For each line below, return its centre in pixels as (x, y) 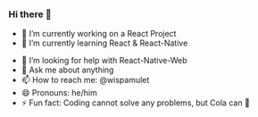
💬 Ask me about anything (67, 70)
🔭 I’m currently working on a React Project (99, 34)
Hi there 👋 (30, 14)
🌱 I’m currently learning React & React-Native (104, 43)
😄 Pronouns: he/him (59, 93)
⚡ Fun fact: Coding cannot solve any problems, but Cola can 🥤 (136, 103)
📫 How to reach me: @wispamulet (85, 80)
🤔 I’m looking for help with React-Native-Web (104, 61)
